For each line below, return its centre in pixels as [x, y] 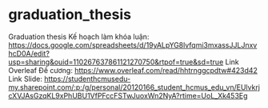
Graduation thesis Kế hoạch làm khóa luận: [79, 37]
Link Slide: [25, 79]
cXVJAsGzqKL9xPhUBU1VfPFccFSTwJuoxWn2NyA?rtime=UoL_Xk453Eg [128, 95]
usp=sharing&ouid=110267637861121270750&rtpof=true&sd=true [116, 62]
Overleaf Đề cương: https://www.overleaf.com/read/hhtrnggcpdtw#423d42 [133, 70]
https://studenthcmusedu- [87, 79]
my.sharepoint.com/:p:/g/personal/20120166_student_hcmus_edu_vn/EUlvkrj [134, 87]
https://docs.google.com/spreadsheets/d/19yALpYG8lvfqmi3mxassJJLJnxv [133, 44]
